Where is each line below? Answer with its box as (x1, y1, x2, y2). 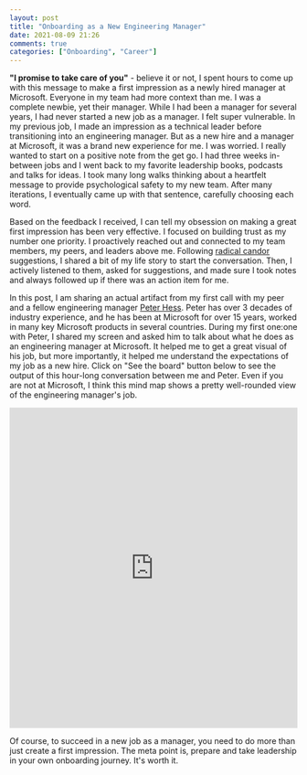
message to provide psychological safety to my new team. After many (9, 179, 272, 190)
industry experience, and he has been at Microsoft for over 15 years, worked (9, 312, 297, 323)
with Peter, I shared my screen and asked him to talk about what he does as (9, 331, 294, 343)
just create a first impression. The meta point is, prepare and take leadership (9, 746, 297, 757)
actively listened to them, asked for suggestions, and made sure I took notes (9, 265, 297, 276)
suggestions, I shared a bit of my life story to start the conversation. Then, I (9, 255, 292, 266)
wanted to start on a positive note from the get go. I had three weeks (9, 150, 268, 161)
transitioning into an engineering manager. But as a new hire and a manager (9, 131, 295, 142)
